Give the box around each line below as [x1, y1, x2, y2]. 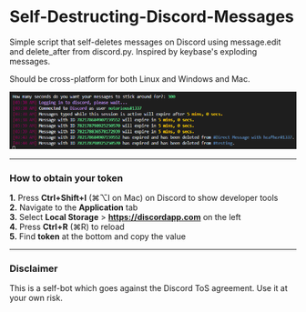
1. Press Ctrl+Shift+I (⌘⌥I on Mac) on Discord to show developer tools [9, 192, 279, 203]
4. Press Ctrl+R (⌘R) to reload [9, 221, 125, 232]
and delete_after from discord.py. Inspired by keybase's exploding [9, 45, 258, 56]
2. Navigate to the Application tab [9, 202, 138, 213]
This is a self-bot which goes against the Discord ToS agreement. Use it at [9, 283, 289, 294]
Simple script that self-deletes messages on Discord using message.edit [9, 36, 281, 47]
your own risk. [9, 293, 64, 304]
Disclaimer [9, 262, 58, 275]
